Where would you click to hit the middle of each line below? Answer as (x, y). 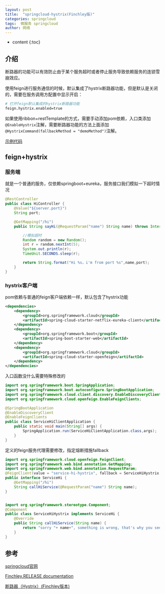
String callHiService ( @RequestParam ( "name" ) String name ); (76, 487)
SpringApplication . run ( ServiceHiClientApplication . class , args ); (90, 431)
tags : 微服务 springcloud (31, 23)
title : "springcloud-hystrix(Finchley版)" (50, 14)
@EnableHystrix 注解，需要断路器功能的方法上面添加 (57, 124)
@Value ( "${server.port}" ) (41, 208)
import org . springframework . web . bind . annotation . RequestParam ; (71, 469)
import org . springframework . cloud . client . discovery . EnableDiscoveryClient (83, 394)
